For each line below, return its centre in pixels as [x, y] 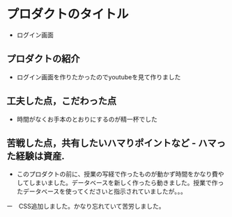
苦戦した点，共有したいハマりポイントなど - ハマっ [116, 143]
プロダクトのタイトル [68, 14]
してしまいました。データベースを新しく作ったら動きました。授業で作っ [120, 183]
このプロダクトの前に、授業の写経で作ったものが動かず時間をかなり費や [120, 174]
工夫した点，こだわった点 [61, 101]
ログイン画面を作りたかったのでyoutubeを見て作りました [99, 77]
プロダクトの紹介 [43, 59]
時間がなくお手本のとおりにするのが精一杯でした [87, 119]
